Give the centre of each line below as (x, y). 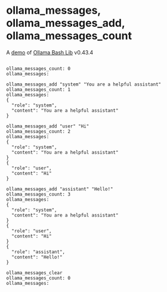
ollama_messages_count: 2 (38, 131)
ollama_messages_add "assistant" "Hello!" (60, 189)
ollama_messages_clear (34, 273)
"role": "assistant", (38, 252)
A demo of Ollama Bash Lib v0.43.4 (50, 52)
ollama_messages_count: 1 (38, 89)
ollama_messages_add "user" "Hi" (48, 126)
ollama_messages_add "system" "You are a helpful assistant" (84, 84)
